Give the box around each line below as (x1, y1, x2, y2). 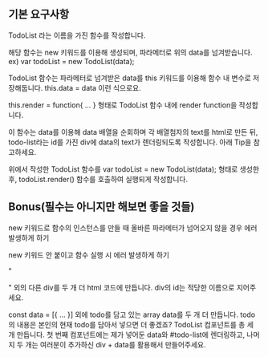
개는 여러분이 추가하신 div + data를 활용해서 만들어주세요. (25, 339, 206, 349)
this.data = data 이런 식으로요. (44, 83, 142, 92)
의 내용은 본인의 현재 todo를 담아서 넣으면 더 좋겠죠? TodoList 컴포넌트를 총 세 (8, 319, 254, 329)
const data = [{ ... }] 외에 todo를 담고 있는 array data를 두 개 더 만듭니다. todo (8, 310, 256, 319)
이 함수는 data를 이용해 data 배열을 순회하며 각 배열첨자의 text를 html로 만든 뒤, (8, 127, 258, 136)
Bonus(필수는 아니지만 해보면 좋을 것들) (8, 200, 195, 214)
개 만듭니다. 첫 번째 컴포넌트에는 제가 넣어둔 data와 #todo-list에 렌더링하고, (8, 330, 246, 339)
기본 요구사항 (8, 7, 70, 22)
